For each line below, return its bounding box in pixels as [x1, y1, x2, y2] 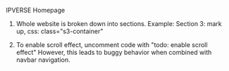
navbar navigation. [16, 56, 70, 64]
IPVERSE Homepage [6, 6, 66, 14]
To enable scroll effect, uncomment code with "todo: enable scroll [16, 41, 208, 49]
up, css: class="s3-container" [16, 27, 104, 35]
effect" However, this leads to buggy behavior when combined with [16, 49, 212, 56]
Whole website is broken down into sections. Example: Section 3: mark [16, 20, 222, 27]
